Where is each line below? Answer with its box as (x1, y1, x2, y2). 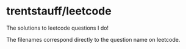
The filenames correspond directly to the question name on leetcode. (6, 36, 181, 43)
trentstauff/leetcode (6, 4, 112, 18)
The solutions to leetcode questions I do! (6, 24, 109, 31)
